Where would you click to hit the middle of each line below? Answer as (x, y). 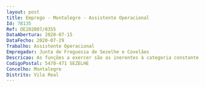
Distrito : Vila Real (33, 75)
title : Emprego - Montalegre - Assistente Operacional (78, 18)
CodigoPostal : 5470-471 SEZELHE (48, 63)
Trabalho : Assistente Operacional (51, 47)
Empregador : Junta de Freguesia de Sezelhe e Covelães (78, 52)
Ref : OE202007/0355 (31, 29)
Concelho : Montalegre (34, 69)
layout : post (23, 12)
